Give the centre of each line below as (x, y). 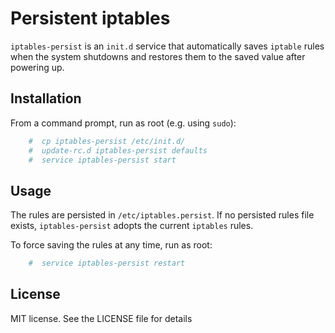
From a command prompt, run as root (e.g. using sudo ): (123, 123)
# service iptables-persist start (102, 160)
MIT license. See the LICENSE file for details (101, 318)
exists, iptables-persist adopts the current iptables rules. (132, 226)
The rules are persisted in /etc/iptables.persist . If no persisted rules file (162, 215)
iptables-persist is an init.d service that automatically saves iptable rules (167, 46)
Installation (46, 98)
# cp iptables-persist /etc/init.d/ (107, 141)
